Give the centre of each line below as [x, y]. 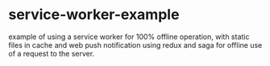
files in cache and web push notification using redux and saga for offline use [135, 45]
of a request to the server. [52, 53]
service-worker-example [94, 15]
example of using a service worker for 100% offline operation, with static [129, 37]
